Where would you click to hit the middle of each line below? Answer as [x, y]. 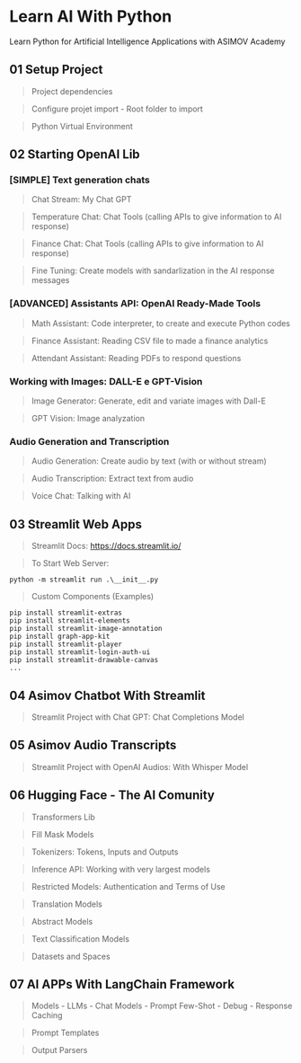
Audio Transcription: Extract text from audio [112, 479]
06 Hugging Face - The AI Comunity [112, 796]
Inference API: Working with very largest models [121, 869]
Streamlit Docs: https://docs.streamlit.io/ [106, 546]
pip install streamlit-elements [70, 621]
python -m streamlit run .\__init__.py [84, 580]
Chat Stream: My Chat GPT [81, 199]
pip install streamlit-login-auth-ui [80, 652]
